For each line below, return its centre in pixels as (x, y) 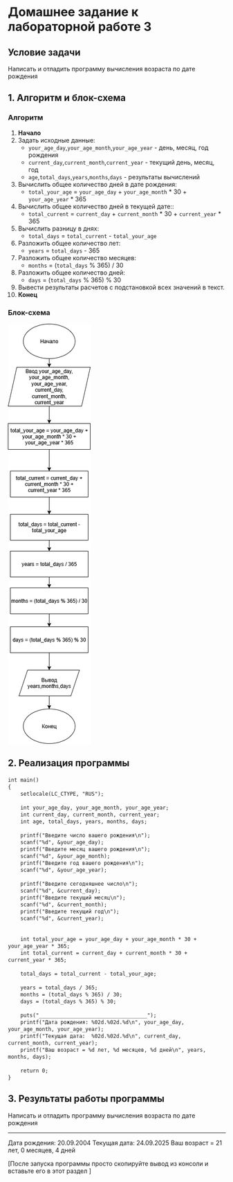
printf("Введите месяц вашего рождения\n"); (85, 849)
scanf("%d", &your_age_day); (62, 842)
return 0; (35, 1071)
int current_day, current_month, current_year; (90, 815)
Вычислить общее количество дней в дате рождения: (97, 184)
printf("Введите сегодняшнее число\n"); (79, 884)
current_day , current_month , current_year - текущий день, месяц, (121, 162)
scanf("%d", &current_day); (60, 891)
